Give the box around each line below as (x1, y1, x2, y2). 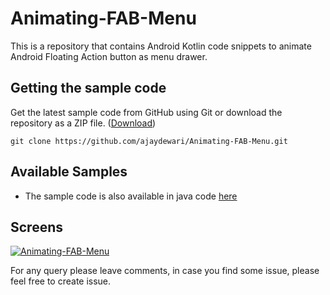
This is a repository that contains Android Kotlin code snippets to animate (10, 40, 312, 52)
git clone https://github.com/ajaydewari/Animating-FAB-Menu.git (10, 136, 288, 146)
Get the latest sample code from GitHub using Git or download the (10, 106, 283, 118)
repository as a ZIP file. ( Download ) (10, 117, 157, 129)
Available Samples (10, 163, 128, 181)
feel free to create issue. (10, 275, 112, 287)
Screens (10, 218, 63, 236)
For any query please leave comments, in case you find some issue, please (10, 265, 320, 277)
